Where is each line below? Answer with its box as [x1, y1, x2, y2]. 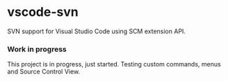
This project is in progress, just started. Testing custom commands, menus [7, 60, 221, 69]
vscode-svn [7, 4, 79, 20]
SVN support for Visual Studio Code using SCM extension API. [7, 27, 186, 35]
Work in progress [7, 44, 67, 54]
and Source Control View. [7, 67, 81, 76]
